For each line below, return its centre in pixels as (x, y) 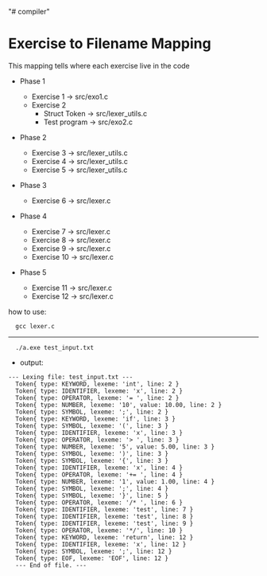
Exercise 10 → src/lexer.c (72, 257)
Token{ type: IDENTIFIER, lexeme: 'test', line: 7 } (104, 509)
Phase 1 (33, 81)
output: (31, 362)
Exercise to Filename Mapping (110, 44)
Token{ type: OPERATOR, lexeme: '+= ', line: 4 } (99, 474)
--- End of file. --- (51, 565)
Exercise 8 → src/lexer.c (71, 240)
